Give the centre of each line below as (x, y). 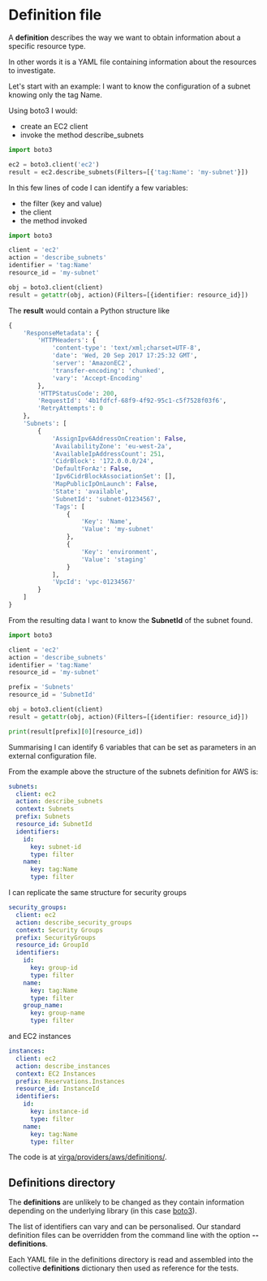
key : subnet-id (56, 846)
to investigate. (32, 70)
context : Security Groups (60, 930)
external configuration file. (53, 755)
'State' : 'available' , (90, 491)
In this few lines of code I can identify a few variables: (98, 188)
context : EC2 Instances (56, 1074)
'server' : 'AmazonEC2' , (92, 363)
